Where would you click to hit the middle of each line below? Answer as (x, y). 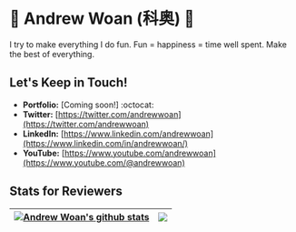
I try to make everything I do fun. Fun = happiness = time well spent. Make (148, 44)
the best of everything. (52, 54)
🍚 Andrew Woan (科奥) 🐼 (102, 19)
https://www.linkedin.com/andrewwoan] (138, 134)
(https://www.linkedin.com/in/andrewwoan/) (105, 143)
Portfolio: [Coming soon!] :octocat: (88, 105)
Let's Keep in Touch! (69, 83)
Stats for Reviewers (66, 192)
